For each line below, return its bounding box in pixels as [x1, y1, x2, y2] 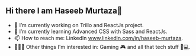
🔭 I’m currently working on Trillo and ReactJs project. [14, 21, 144, 28]
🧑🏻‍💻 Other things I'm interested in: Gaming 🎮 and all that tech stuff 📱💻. [14, 43, 191, 50]
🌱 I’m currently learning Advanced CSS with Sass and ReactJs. [14, 28, 168, 35]
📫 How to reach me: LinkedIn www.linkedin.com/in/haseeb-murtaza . [14, 34, 183, 41]
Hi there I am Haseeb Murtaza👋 [5, 6, 123, 16]
